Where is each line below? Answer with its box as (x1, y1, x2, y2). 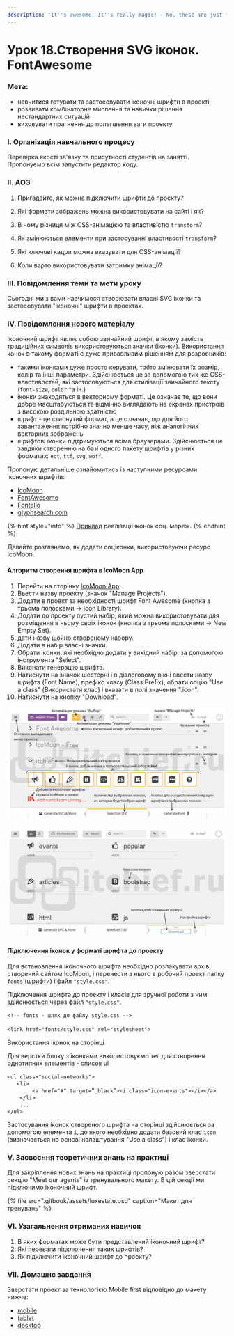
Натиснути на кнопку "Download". (17, 693, 118, 701)
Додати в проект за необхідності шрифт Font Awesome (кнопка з (17, 596, 210, 605)
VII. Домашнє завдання (7, 1269, 92, 1279)
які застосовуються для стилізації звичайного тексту (61, 378, 221, 386)
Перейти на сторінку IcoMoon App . (17, 581, 122, 590)
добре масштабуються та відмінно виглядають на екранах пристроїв (17, 400, 225, 409)
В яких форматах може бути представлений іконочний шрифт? (17, 1237, 205, 1245)
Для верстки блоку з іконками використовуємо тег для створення (7, 1052, 205, 1060)
